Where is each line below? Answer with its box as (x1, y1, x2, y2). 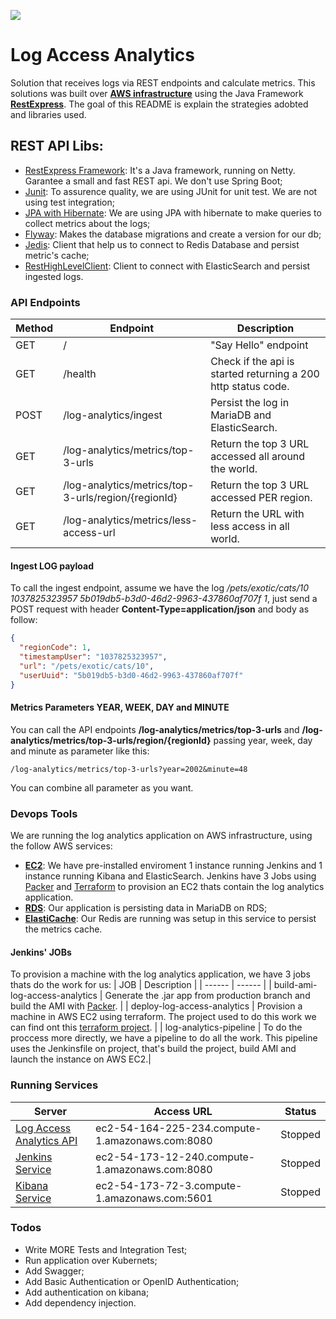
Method (15, 321, 54, 335)
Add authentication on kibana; (24, 1286, 150, 1298)
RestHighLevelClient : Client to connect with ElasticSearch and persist (24, 260, 311, 272)
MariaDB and (210, 408, 272, 422)
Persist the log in (210, 396, 290, 410)
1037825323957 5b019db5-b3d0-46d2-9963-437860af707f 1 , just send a (10, 593, 318, 605)
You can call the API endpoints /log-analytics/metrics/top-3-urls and (10, 723, 300, 735)
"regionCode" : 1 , (19, 643, 92, 653)
